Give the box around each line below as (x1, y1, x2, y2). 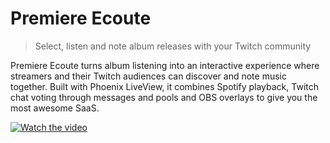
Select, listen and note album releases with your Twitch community (34, 40, 312, 52)
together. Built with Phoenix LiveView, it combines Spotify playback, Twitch (10, 80, 319, 92)
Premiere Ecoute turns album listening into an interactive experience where (10, 59, 320, 71)
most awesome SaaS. (10, 102, 100, 114)
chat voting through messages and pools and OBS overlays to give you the (10, 91, 318, 103)
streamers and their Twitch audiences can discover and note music (10, 70, 287, 82)
